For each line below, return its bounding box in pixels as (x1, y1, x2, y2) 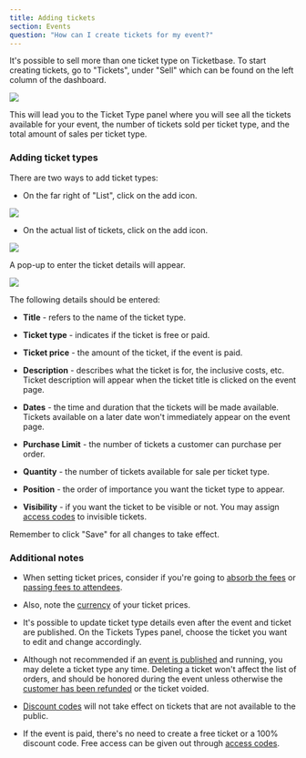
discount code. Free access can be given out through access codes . (22, 737, 280, 748)
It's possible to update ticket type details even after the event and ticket (22, 617, 291, 628)
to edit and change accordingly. (22, 636, 142, 647)
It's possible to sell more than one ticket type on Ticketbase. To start (9, 56, 267, 67)
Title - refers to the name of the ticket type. (22, 312, 187, 323)
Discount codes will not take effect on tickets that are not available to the (22, 701, 296, 712)
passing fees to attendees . (22, 581, 123, 592)
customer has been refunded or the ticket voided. (22, 682, 209, 693)
